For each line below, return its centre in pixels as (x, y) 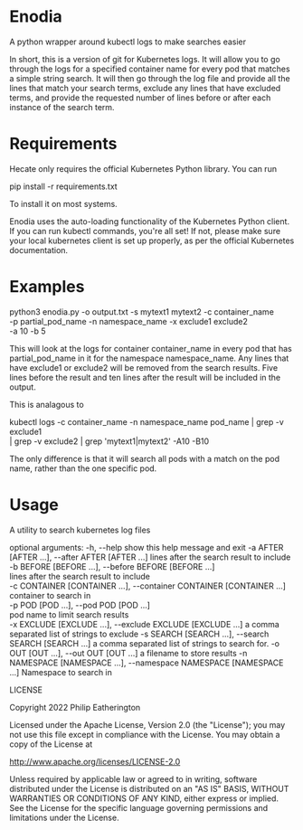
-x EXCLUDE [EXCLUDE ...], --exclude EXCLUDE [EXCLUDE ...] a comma (145, 624)
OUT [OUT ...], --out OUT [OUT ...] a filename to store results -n (128, 653)
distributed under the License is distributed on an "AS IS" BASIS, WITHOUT (149, 788)
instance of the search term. (62, 107)
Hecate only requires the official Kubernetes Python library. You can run (143, 168)
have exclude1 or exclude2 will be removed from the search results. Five (144, 367)
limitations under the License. (64, 817)
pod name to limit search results (69, 614)
